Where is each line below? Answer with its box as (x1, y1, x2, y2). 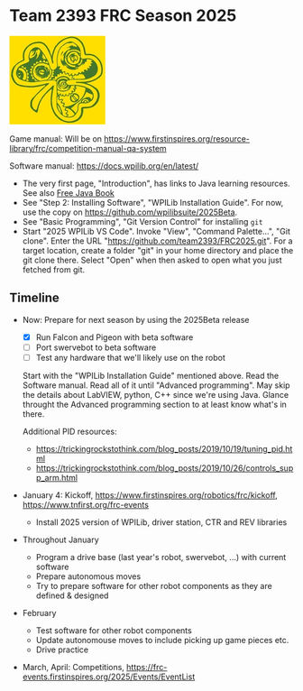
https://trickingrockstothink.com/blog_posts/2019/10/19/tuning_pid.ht (35, 443, 293, 454)
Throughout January (22, 534, 99, 545)
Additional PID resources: (22, 426, 117, 437)
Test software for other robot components (35, 624, 192, 636)
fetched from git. (22, 263, 86, 275)
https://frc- (125, 661, 168, 672)
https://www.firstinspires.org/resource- (103, 133, 251, 144)
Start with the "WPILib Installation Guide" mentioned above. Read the (22, 370, 280, 381)
